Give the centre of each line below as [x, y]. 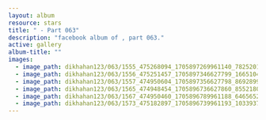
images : [21, 60]
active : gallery [35, 45]
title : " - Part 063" [44, 30]
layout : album [32, 15]
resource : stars [35, 23]
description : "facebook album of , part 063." [86, 37]
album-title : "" [35, 52]
